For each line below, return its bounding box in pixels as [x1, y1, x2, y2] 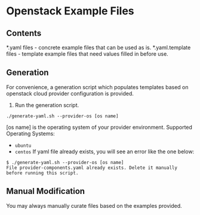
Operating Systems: [6, 130, 55, 137]
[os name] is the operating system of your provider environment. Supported [6, 123, 193, 131]
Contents [6, 28, 42, 38]
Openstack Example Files [6, 4, 134, 18]
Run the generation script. [14, 101, 79, 108]
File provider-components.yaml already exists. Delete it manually [6, 165, 178, 171]
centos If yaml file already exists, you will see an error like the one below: [14, 148, 195, 155]
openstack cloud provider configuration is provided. [6, 90, 134, 97]
